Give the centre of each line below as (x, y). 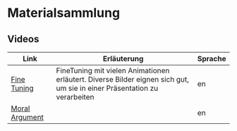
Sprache (212, 59)
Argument (28, 117)
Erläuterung (123, 59)
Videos (23, 39)
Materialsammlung (64, 13)
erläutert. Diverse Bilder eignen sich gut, (122, 79)
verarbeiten (75, 97)
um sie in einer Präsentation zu (107, 88)
